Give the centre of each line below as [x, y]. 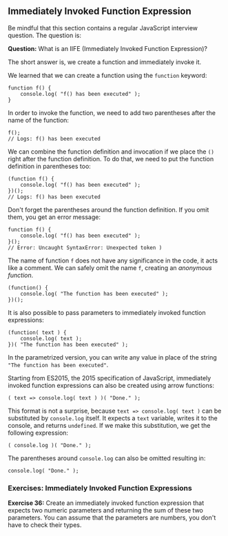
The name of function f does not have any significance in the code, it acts [113, 260]
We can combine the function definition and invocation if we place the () [111, 152]
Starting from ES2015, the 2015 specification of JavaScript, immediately [110, 378]
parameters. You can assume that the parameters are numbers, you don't [112, 518]
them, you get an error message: [54, 217]
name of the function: [39, 120]
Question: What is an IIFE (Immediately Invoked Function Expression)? [107, 48]
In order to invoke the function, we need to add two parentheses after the [112, 112]
